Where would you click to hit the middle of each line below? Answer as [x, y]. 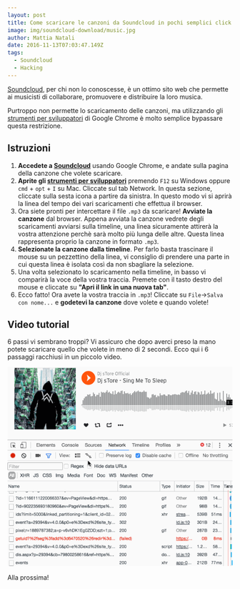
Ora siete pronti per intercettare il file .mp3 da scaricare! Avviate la [115, 211]
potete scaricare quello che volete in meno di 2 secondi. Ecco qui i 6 [108, 350]
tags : [15, 53]
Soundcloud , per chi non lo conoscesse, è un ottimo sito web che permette [118, 89]
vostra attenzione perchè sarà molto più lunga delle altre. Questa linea [121, 234]
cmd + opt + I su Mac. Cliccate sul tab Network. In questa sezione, [115, 188]
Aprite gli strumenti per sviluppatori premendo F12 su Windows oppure [124, 180]
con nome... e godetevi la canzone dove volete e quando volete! [113, 302]
